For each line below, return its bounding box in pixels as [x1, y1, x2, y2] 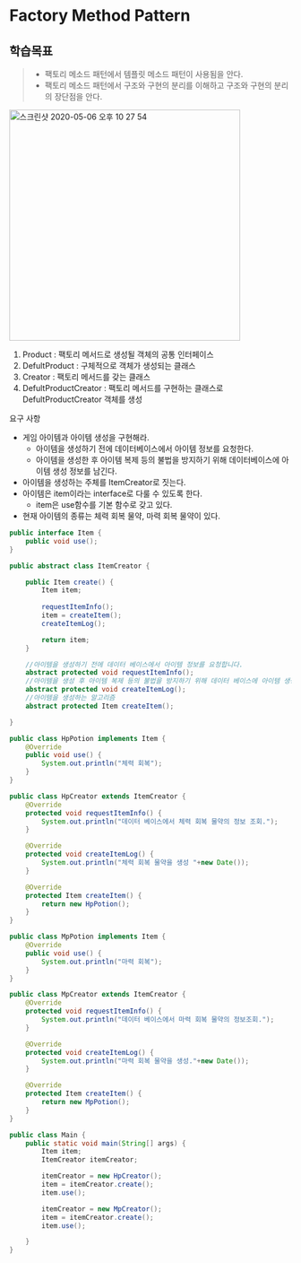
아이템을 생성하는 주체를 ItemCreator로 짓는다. [21, 477, 186, 487]
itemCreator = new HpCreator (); [41, 1172, 163, 1180]
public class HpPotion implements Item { [9, 734, 167, 743]
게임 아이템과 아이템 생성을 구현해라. [21, 432, 150, 442]
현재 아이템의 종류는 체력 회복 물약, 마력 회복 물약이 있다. [21, 510, 221, 521]
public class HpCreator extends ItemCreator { [9, 791, 186, 801]
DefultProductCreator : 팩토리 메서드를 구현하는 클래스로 [21, 383, 224, 393]
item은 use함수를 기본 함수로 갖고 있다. [35, 500, 173, 510]
